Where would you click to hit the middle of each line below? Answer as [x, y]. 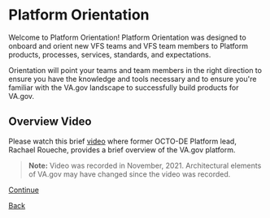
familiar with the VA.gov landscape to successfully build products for [124, 88]
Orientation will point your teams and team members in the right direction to [135, 70]
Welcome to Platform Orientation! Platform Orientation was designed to [127, 37]
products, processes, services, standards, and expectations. [110, 54]
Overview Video [50, 122]
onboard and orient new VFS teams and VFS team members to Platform [128, 45]
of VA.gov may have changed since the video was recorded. [129, 174]
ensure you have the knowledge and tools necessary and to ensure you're [133, 79]
